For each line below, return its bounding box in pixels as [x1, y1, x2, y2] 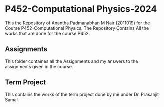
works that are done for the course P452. [5, 30, 90, 36]
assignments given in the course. [5, 63, 73, 69]
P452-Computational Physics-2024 [5, 3, 157, 15]
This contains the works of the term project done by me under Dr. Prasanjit [5, 91, 159, 97]
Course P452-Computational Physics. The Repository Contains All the [5, 25, 149, 31]
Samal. [5, 96, 19, 103]
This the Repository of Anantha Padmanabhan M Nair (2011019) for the [5, 20, 150, 26]
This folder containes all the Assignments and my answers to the [5, 58, 138, 64]
